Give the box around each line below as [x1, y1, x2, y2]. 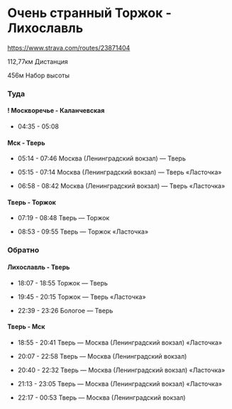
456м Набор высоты [7, 71, 70, 80]
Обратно [7, 245, 40, 255]
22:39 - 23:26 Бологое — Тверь [17, 306, 114, 315]
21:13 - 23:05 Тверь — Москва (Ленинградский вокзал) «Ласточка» [17, 379, 222, 388]
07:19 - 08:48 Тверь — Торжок [17, 214, 110, 222]
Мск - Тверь [7, 138, 45, 147]
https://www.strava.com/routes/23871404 [7, 43, 131, 52]
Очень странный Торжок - [7, 5, 172, 21]
